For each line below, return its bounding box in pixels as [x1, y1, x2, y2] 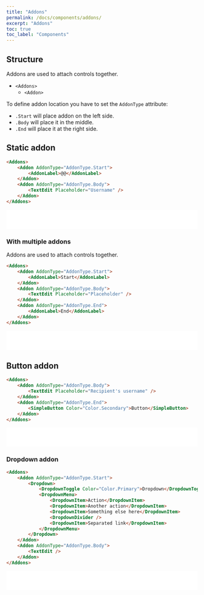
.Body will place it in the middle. [15, 118, 94, 125]
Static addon [6, 143, 56, 153]
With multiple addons [6, 237, 71, 245]
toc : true [6, 26, 32, 32]
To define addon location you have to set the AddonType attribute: [6, 100, 168, 107]
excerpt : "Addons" [6, 20, 53, 26]
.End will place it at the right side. [15, 125, 98, 132]
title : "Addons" [6, 9, 47, 15]
